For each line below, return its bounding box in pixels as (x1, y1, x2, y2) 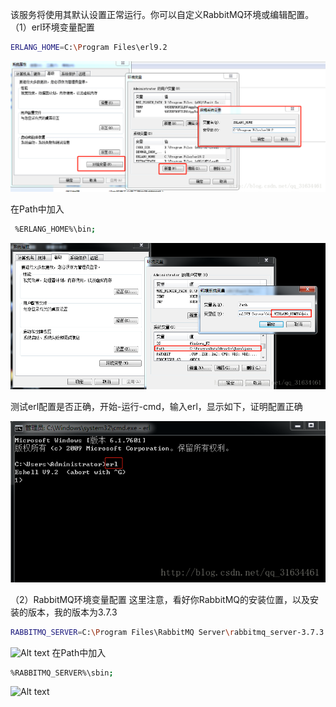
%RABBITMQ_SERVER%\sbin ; (10, 668, 114, 678)
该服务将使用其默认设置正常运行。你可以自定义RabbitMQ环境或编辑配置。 (10, 9, 315, 20)
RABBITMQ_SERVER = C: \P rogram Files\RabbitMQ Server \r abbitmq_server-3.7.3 (10, 627, 325, 637)
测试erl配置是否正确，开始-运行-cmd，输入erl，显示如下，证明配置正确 (10, 400, 303, 412)
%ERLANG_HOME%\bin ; (14, 224, 97, 235)
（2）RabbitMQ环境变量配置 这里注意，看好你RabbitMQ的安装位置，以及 (10, 593, 311, 605)
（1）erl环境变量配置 (10, 21, 95, 33)
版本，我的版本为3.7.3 (27, 606, 118, 618)
